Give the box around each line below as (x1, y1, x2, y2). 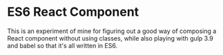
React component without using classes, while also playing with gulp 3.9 (7, 34, 214, 42)
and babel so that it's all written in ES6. (7, 41, 118, 49)
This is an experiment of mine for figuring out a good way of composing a (7, 27, 217, 35)
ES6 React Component (7, 4, 139, 20)
